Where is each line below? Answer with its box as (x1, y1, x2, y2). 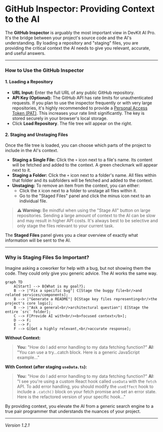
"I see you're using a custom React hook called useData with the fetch (16, 378, 157, 384)
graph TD (5, 279, 23, 284)
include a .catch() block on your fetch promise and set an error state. (16, 388, 157, 394)
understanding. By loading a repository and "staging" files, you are (5, 40, 139, 46)
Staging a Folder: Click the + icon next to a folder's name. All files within (12, 172, 157, 178)
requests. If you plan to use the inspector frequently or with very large (12, 100, 152, 106)
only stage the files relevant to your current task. (16, 223, 114, 229)
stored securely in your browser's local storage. (12, 115, 108, 122)
